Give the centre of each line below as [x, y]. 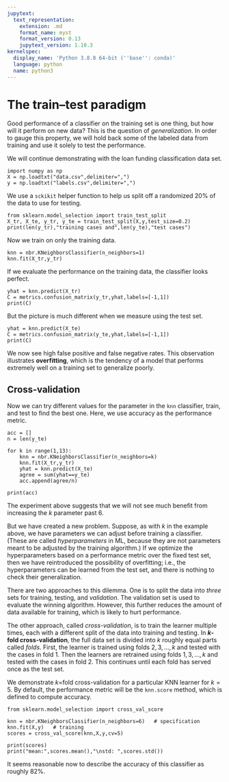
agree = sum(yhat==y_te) [55, 475]
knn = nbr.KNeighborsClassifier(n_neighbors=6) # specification [104, 722]
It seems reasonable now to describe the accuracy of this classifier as [106, 764]
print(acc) [23, 493]
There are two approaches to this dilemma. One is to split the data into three [114, 590]
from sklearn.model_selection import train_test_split [87, 216]
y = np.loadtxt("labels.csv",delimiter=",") [71, 183]
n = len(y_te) [27, 439]
